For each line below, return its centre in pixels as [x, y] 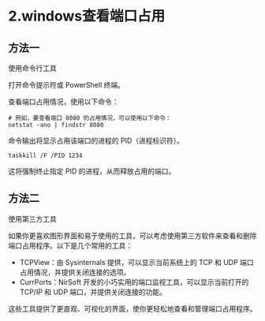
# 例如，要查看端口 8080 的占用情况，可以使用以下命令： [90, 118]
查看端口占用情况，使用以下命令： [63, 102]
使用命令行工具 [32, 68]
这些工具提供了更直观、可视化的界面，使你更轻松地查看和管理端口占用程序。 [132, 308]
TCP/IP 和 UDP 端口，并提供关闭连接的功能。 [93, 292]
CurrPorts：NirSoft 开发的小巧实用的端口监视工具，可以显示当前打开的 [134, 282]
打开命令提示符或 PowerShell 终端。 [66, 85]
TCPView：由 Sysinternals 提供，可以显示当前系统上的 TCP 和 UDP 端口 [136, 262]
